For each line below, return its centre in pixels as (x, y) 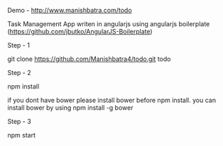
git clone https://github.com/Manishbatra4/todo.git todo (89, 59)
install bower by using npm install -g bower (70, 108)
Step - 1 (19, 45)
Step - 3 (20, 121)
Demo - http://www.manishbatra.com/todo (70, 10)
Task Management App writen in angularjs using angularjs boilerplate (109, 24)
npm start (22, 135)
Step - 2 (20, 73)
